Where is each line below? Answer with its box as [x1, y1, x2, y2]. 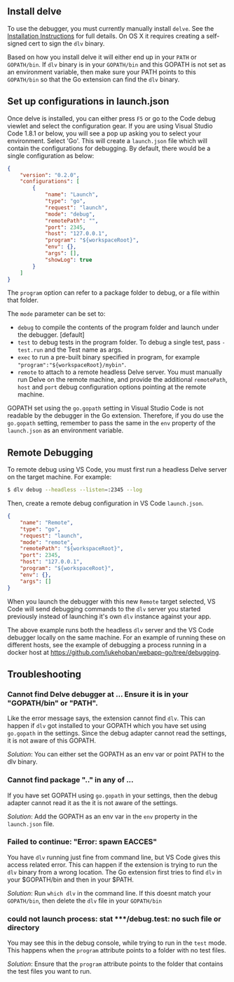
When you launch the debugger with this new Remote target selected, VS [7, 597, 216, 606]
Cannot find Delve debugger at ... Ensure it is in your [7, 689, 189, 699]
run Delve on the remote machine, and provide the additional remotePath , [17, 376, 228, 384]
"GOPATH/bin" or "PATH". [7, 698, 98, 708]
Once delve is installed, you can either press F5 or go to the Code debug [7, 114, 216, 122]
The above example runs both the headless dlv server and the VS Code [7, 625, 214, 634]
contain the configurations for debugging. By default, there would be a [7, 144, 211, 152]
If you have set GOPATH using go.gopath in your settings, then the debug [7, 791, 218, 799]
